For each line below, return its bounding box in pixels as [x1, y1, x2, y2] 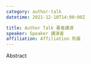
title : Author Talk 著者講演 [6, 25, 74, 31]
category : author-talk [6, 8, 62, 15]
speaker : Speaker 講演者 [6, 30, 65, 36]
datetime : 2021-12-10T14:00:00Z [6, 14, 85, 20]
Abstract [6, 52, 27, 59]
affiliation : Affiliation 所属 [6, 36, 81, 42]
